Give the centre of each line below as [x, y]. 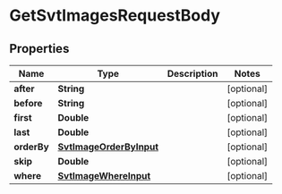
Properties [39, 49]
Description [192, 74]
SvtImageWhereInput [104, 176]
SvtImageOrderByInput [108, 147]
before [28, 103]
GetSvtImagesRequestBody [115, 16]
